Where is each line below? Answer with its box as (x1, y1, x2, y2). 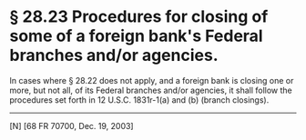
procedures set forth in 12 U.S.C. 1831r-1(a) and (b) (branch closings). (9, 94, 270, 105)
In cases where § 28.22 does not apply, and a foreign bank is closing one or (9, 75, 294, 85)
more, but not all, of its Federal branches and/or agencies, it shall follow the (9, 85, 293, 95)
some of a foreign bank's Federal (9, 25, 263, 46)
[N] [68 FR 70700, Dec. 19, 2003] (9, 120, 134, 131)
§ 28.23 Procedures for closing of (9, 6, 269, 27)
